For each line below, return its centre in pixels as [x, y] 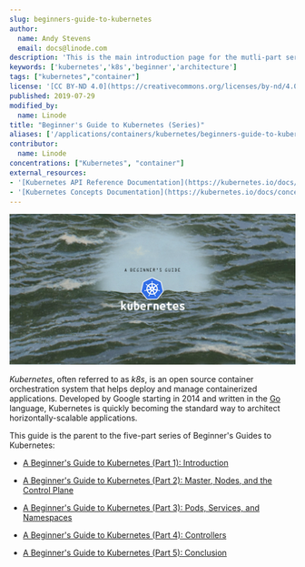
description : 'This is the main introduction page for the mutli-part [146, 58]
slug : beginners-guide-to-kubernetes [81, 19]
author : [24, 29]
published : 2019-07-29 [52, 96]
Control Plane [48, 490]
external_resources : [49, 173]
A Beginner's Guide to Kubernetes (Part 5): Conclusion [124, 552]
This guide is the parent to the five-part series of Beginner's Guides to [141, 435]
